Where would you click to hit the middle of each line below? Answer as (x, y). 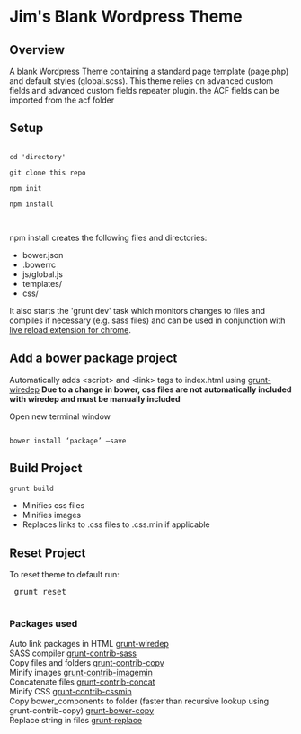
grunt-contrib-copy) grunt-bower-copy (82, 710)
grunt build (31, 489)
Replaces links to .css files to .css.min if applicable (116, 524)
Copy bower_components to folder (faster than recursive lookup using (139, 701)
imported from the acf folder (62, 100)
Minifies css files (53, 506)
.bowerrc (39, 264)
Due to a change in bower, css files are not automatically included (167, 389)
